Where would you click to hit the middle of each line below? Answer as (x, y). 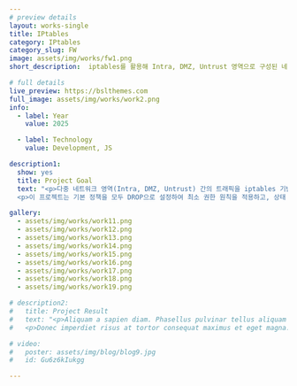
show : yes (35, 172)
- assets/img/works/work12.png (75, 230)
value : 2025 (47, 124)
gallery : (25, 213)
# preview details (43, 17)
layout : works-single (49, 26)
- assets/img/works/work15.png (75, 254)
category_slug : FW (43, 50)
